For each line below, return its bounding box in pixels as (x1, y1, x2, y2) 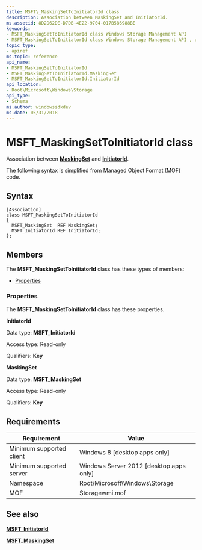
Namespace (9, 479, 44, 487)
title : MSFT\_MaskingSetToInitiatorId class (6, 8, 120, 15)
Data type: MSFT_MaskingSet (6, 375, 82, 383)
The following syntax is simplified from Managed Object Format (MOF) (6, 167, 181, 175)
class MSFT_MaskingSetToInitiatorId (6, 212, 98, 218)
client (9, 452, 25, 460)
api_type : (6, 93, 31, 99)
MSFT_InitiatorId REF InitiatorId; (11, 228, 101, 234)
